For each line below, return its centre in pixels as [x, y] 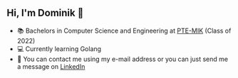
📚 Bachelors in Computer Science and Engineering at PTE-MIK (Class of [124, 30]
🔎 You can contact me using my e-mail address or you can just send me [123, 59]
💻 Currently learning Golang [59, 49]
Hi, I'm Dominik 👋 [45, 13]
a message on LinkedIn [51, 66]
